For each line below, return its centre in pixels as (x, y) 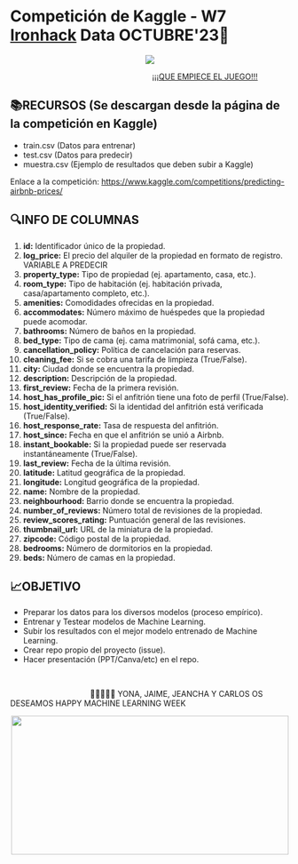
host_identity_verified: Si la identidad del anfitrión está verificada (143, 406)
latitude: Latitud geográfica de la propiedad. (104, 472)
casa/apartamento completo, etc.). (86, 293)
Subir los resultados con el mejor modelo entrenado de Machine (140, 631)
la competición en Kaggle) (84, 124)
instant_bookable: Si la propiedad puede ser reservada (125, 444)
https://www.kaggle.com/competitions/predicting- (193, 181)
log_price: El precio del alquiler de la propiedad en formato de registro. (153, 255)
